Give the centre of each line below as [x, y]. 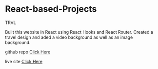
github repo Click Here [28, 52]
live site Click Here [24, 61]
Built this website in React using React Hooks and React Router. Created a [79, 32]
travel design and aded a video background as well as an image [69, 37]
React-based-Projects [51, 9]
